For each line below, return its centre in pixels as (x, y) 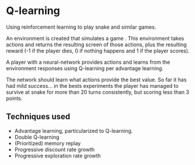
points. (14, 98)
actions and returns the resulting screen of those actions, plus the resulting (96, 44)
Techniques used (38, 117)
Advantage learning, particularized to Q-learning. (74, 130)
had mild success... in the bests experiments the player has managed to (93, 85)
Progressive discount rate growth (55, 149)
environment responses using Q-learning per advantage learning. (85, 68)
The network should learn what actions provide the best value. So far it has (96, 80)
